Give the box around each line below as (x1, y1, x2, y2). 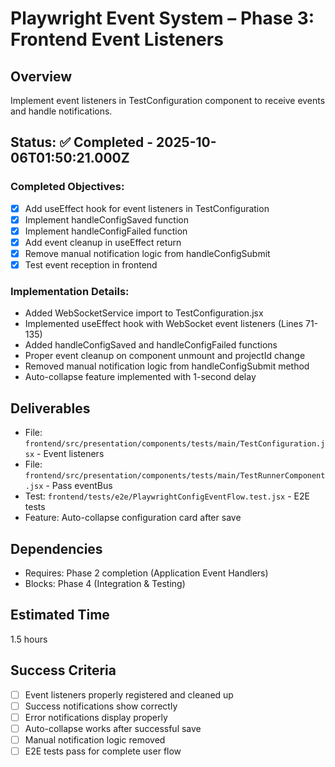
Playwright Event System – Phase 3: (10, 7, 315, 30)
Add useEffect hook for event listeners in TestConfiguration (24, 202, 270, 214)
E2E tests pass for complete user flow (24, 745, 182, 757)
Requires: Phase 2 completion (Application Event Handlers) (24, 567, 269, 579)
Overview (10, 68, 73, 85)
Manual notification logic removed (24, 733, 166, 746)
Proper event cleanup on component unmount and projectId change (24, 350, 306, 362)
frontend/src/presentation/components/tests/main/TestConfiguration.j (24, 439, 326, 449)
